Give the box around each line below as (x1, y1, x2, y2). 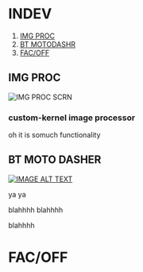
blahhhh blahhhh (8, 204, 64, 215)
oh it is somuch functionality (8, 130, 101, 140)
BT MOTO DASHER (8, 153, 102, 167)
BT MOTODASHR (19, 39, 76, 49)
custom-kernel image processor (8, 112, 136, 123)
